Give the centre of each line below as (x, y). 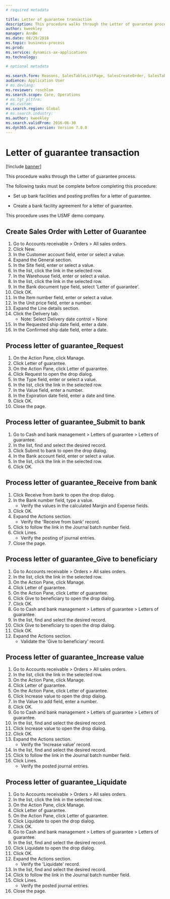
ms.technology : (22, 57)
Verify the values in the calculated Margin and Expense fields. (85, 505)
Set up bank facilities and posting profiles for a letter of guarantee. (82, 196)
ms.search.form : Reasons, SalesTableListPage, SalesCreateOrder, (76, 76)
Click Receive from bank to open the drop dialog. (64, 495)
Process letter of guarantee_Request (65, 345)
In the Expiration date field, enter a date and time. (64, 396)
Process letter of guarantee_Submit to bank (75, 422)
